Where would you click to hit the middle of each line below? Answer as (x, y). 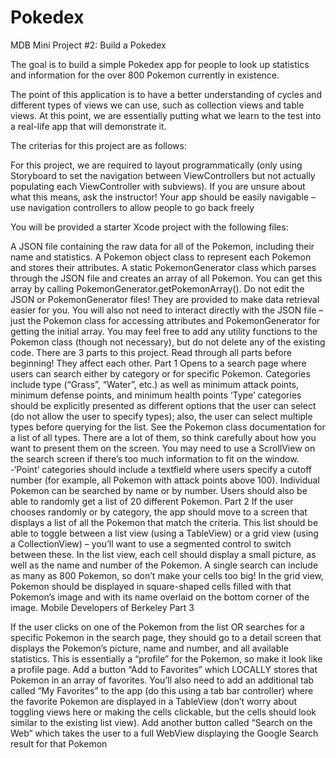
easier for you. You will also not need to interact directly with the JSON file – (167, 310)
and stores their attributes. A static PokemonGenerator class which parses (163, 267)
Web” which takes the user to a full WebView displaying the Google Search (164, 733)
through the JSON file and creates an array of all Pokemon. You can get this (166, 278)
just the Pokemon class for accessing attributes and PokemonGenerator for (165, 320)
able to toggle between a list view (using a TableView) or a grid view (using (164, 533)
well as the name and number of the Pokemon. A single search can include (164, 565)
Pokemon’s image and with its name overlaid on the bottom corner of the (160, 597)
